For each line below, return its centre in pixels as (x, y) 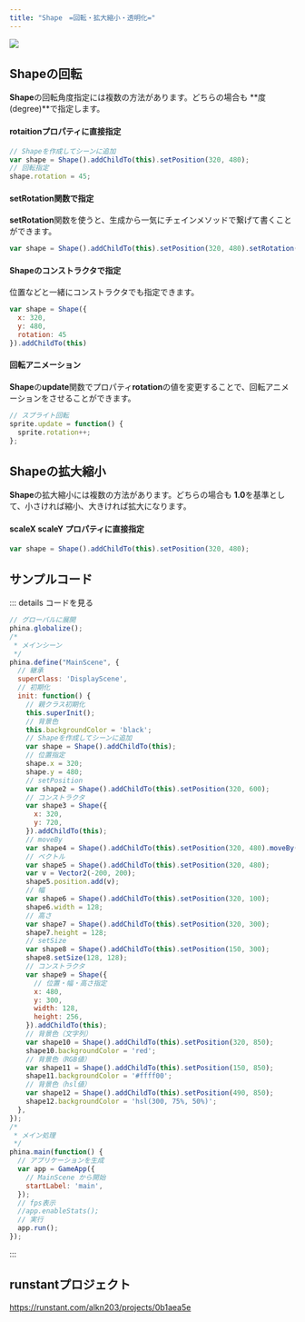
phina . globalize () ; (46, 629)
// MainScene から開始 (66, 1178)
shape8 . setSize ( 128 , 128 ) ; (77, 958)
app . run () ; (38, 1228)
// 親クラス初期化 (56, 704)
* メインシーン (38, 645)
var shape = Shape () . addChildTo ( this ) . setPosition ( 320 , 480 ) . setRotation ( (154, 249)
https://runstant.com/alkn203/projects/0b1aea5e (100, 1307)
